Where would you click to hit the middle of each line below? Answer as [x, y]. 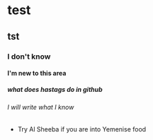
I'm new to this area [37, 74]
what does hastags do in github [55, 89]
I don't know [29, 57]
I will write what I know [41, 107]
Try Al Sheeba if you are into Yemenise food [82, 129]
